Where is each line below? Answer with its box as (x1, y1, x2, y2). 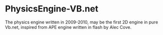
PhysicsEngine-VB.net (5, 3, 99, 14)
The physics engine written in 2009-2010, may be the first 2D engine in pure (5, 19, 158, 25)
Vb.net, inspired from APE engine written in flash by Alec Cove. (5, 24, 132, 30)
